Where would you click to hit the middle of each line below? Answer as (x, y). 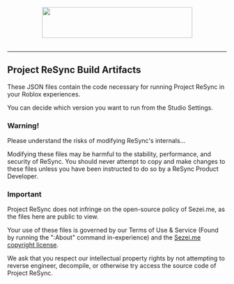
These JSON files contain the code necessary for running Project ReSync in (116, 87)
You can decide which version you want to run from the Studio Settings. (110, 108)
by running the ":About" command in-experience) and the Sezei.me (104, 237)
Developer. (23, 176)
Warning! (23, 126)
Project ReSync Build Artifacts (74, 70)
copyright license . (33, 245)
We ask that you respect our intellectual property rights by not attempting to (116, 258)
